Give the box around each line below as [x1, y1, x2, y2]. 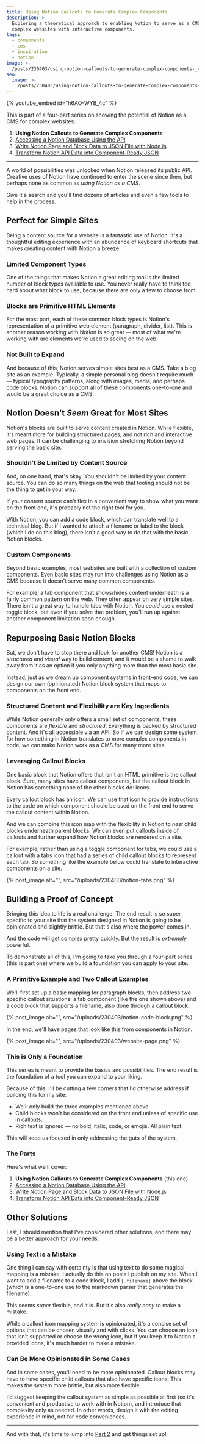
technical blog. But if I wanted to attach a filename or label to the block [6, 522, 184, 530]
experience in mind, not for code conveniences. [6, 1413, 127, 1420]
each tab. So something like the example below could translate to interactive [6, 858, 198, 865]
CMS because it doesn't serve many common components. [6, 577, 156, 584]
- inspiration [12, 49, 48, 55]
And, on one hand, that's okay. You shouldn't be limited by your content [6, 472, 186, 480]
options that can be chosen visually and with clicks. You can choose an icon [6, 1326, 198, 1334]
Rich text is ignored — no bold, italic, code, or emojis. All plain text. [15, 1122, 183, 1129]
